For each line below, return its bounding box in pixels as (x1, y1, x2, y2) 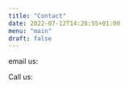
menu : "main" (8, 27, 52, 35)
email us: (8, 57, 39, 66)
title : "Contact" (8, 11, 67, 20)
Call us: (8, 72, 34, 82)
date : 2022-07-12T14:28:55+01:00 (8, 19, 121, 27)
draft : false (8, 34, 52, 43)
